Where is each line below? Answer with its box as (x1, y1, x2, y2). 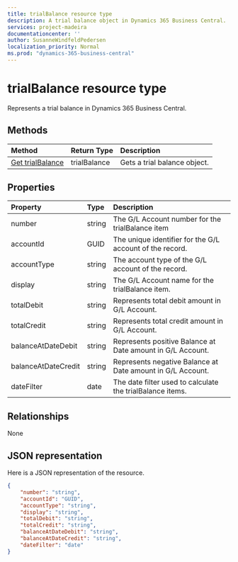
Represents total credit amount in (113, 316, 224, 326)
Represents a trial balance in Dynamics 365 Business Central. (7, 103, 187, 112)
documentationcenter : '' (7, 30, 81, 38)
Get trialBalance (11, 157, 64, 167)
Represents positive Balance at (113, 337, 216, 347)
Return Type (70, 145, 113, 155)
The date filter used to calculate (113, 377, 219, 387)
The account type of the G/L (113, 255, 208, 265)
